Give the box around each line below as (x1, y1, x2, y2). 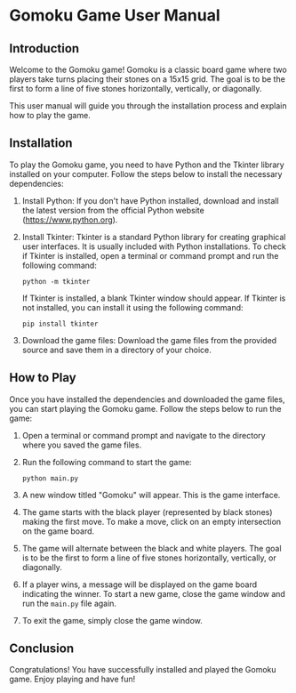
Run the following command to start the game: (21, 456, 193, 467)
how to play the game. (9, 110, 91, 120)
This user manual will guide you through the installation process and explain (9, 101, 287, 111)
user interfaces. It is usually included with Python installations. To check (21, 241, 286, 252)
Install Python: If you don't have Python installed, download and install (21, 195, 279, 205)
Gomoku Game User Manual (9, 5, 220, 26)
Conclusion (9, 641, 75, 657)
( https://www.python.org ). (21, 214, 118, 225)
